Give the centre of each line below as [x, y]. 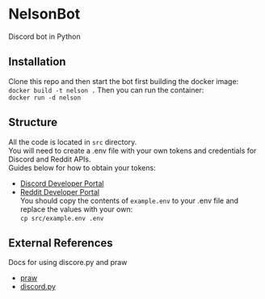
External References [61, 243]
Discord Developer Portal [62, 183]
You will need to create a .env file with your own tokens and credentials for [132, 150]
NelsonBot [44, 14]
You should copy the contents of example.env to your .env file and [129, 200]
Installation [37, 62]
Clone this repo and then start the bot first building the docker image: [124, 81]
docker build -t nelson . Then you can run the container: [106, 90]
